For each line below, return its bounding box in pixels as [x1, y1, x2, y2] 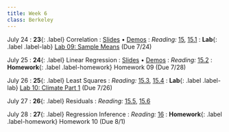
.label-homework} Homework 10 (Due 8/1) [7, 117, 125, 125]
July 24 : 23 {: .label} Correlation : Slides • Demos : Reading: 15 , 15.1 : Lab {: [7, 35, 217, 43]
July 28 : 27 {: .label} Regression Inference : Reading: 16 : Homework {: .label [7, 110, 223, 118]
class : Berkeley [7, 16, 53, 23]
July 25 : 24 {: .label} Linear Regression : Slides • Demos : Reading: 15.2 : [7, 55, 213, 64]
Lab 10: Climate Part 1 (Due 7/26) [19, 83, 113, 92]
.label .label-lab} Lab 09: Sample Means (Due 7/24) [7, 42, 152, 51]
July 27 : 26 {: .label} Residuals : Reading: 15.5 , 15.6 [7, 96, 151, 105]
